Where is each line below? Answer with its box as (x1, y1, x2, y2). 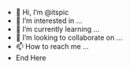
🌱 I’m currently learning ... (15, 25, 100, 33)
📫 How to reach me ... (15, 42, 89, 51)
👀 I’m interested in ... (15, 16, 83, 25)
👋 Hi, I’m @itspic (15, 8, 69, 17)
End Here (15, 53, 46, 63)
